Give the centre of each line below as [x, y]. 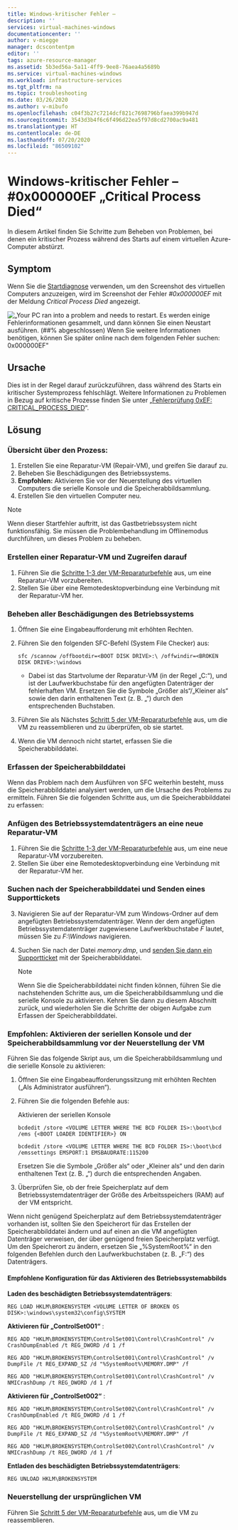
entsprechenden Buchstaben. [71, 706]
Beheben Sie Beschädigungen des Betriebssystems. [94, 473]
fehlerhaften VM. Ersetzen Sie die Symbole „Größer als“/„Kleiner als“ [128, 691]
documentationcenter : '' [44, 34]
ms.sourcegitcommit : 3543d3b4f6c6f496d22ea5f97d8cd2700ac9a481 [103, 120]
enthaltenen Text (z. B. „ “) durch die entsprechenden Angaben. [109, 1174]
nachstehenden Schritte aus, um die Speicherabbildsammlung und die [120, 992]
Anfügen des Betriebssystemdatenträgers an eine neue [106, 824]
